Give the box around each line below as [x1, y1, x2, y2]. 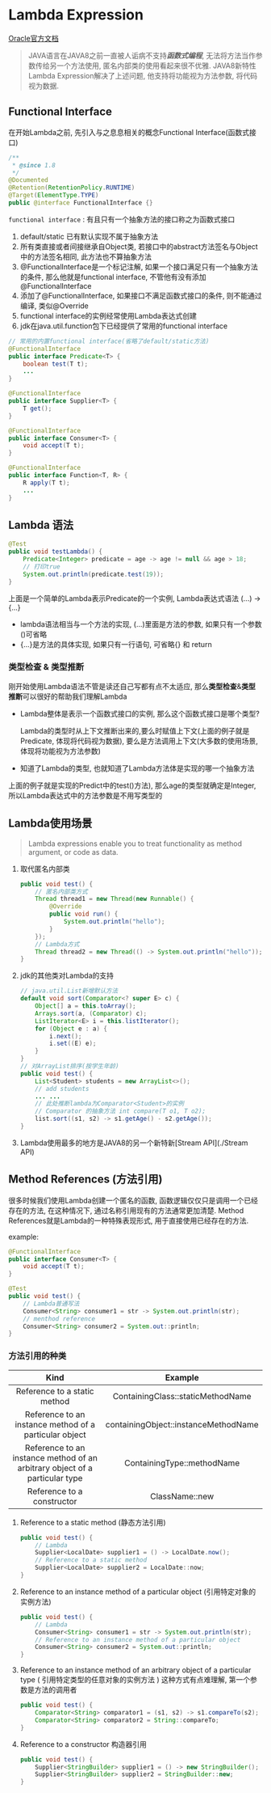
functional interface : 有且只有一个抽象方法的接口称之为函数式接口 [8, 214, 236, 224]
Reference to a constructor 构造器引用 [19, 1739, 148, 1749]
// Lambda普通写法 [23, 1300, 80, 1308]
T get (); [23, 404, 52, 412]
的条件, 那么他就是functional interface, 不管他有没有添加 [19, 272, 207, 281]
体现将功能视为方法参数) [19, 746, 101, 755]
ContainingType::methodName [124, 1457, 240, 1469]
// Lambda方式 [35, 940, 80, 948]
